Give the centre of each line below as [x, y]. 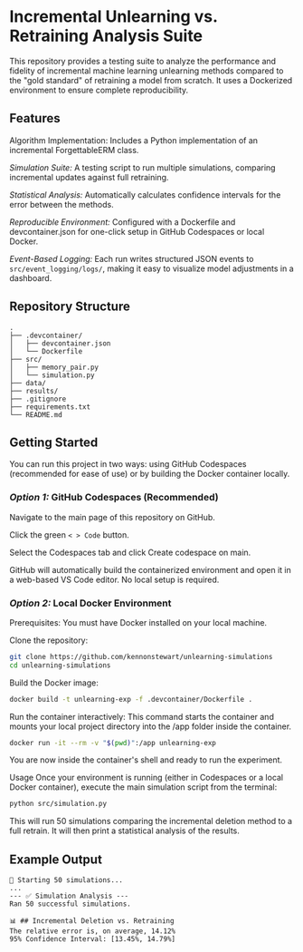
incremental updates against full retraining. [89, 177]
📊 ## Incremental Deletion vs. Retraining [92, 921]
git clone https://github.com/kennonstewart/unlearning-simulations [141, 656]
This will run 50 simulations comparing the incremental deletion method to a [151, 821]
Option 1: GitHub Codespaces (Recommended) [114, 498]
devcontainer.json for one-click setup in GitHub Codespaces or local [137, 231]
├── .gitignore [38, 399]
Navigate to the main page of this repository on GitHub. [112, 517]
